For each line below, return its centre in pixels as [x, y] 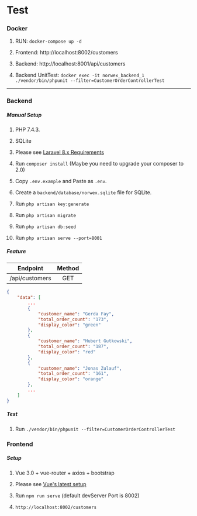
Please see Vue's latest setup [51, 484]
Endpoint [30, 269]
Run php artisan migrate [46, 215]
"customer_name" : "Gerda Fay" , [76, 314]
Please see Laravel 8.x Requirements [60, 152]
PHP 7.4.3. [27, 130]
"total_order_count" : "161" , [73, 374]
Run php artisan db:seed [46, 226]
